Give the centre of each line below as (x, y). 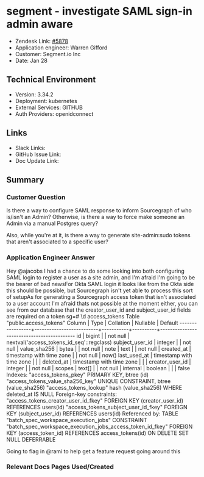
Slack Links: (30, 148)
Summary (25, 180)
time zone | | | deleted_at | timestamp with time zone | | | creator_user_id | (99, 362)
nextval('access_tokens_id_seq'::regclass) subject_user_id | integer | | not (99, 342)
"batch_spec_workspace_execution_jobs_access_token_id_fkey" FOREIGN (100, 426)
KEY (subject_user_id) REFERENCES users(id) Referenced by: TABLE (92, 414)
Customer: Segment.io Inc (48, 54)
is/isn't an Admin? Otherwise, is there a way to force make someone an (95, 217)
